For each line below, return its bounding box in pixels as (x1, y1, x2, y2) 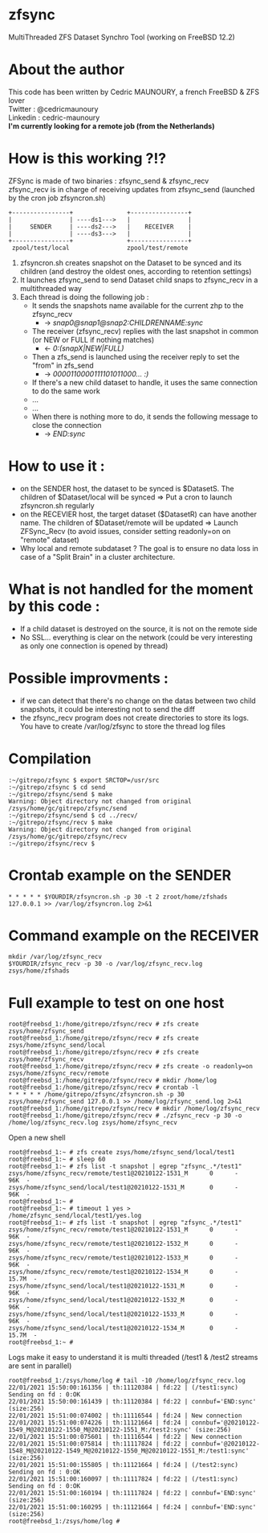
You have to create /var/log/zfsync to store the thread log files (19, 721, 226, 731)
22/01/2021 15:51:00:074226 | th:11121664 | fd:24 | (8, 1419, 189, 1427)
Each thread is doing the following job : (19, 292, 149, 302)
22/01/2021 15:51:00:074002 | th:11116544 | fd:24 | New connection (8, 1412, 242, 1420)
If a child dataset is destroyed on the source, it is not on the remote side (19, 623, 258, 633)
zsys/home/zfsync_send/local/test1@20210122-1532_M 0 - (8, 1297, 239, 1305)
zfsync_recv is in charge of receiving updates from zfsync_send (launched (8, 184, 255, 194)
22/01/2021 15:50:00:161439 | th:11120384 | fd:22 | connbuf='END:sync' (8, 1398, 257, 1406)
